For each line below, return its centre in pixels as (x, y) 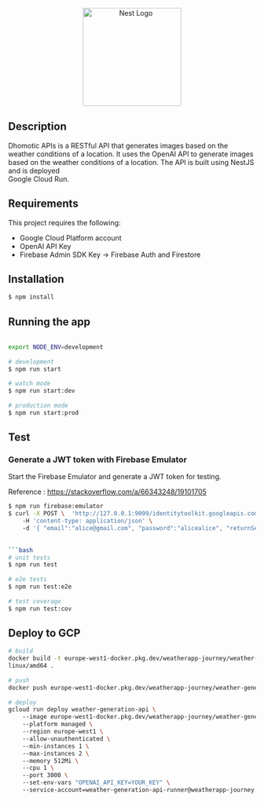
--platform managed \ (57, 724)
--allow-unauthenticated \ (66, 738)
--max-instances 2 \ (56, 753)
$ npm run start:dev (42, 391)
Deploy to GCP (44, 633)
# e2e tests (27, 580)
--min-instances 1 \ (56, 746)
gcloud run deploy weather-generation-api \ (82, 710)
